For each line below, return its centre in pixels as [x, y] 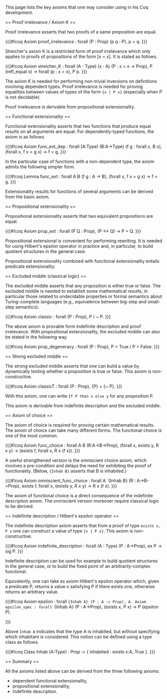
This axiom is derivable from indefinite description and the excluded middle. [83, 406]
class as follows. [22, 642]
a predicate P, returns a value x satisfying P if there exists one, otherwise [80, 586]
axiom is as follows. [25, 137]
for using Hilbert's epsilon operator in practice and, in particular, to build [79, 246]
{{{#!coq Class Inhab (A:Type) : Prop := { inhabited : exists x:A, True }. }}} [80, 652]
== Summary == [22, 661]
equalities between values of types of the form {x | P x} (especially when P [84, 92]
